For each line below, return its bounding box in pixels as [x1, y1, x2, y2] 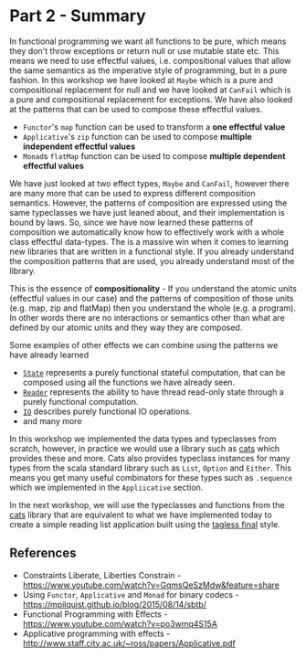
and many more [22, 415, 82, 426]
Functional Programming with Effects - [22, 609, 168, 620]
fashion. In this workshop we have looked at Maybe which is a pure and [9, 74, 274, 85]
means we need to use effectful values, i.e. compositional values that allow [9, 55, 291, 66]
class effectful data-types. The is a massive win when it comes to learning [9, 236, 290, 247]
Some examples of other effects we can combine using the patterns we [9, 339, 279, 350]
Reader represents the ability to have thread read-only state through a [22, 386, 285, 398]
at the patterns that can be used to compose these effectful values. [9, 103, 263, 114]
